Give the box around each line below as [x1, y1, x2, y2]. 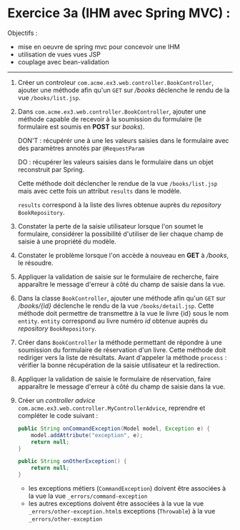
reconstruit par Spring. [17, 165, 85, 174]
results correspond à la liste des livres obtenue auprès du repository [17, 200, 221, 209]
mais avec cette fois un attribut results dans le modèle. [17, 186, 182, 195]
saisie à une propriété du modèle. [17, 237, 116, 246]
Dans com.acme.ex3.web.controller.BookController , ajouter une [17, 107, 206, 116]
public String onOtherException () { [17, 458, 127, 465]
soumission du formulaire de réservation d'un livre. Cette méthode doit [17, 345, 226, 354]
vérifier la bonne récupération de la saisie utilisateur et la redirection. [17, 361, 220, 369]
